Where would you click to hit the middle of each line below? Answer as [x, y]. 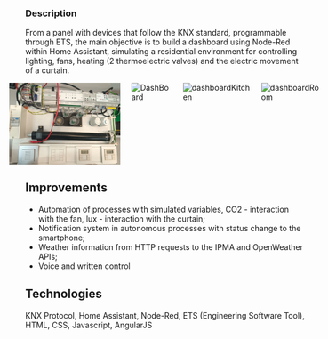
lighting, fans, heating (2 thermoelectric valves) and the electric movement [162, 61]
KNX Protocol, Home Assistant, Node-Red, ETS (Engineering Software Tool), [165, 315]
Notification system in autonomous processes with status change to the [169, 228]
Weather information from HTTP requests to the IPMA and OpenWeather [170, 246]
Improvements [66, 188]
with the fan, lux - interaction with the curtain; [121, 218]
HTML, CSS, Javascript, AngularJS [89, 325]
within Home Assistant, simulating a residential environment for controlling [161, 52]
